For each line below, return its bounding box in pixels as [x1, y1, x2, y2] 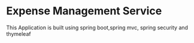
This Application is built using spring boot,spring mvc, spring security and [6, 24, 189, 31]
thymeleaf [6, 30, 31, 37]
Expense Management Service [6, 4, 162, 18]
